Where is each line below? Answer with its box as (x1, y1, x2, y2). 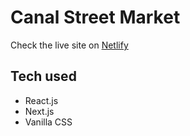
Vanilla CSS (24, 116, 73, 128)
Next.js (24, 105, 55, 117)
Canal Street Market (10, 6, 181, 29)
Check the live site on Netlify (10, 39, 129, 51)
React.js (24, 94, 59, 106)
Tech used (10, 68, 77, 85)
